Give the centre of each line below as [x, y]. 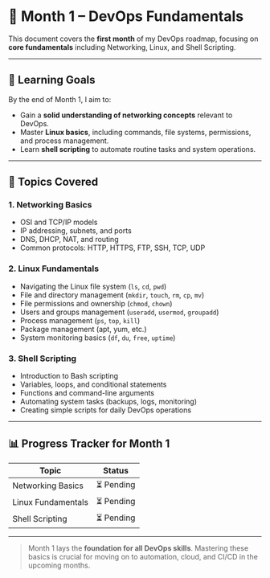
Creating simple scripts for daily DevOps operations [105, 410]
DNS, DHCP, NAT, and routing [69, 240]
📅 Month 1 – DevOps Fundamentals [126, 16]
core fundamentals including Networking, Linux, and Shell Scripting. [122, 47]
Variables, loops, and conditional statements [93, 384]
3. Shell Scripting [43, 359]
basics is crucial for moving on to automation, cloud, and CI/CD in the [143, 556]
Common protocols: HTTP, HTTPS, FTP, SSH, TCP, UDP [112, 248]
